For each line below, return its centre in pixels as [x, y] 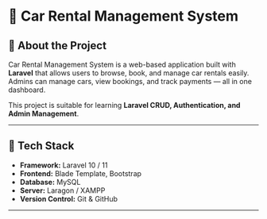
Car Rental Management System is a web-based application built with [122, 64]
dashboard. [27, 90]
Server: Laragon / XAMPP [62, 190]
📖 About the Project [58, 46]
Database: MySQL [50, 182]
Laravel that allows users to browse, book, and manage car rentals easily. [129, 73]
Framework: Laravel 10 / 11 [64, 165]
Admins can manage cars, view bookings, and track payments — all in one [130, 81]
